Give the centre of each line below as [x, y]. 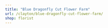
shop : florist [19, 18]
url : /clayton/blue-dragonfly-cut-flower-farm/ [54, 14]
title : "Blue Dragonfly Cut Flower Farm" [48, 9]
